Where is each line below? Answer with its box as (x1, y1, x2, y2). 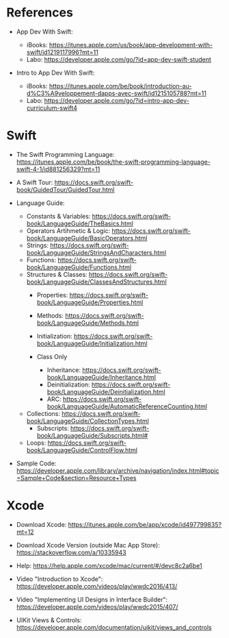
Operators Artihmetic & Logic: (26, 226, 111, 234)
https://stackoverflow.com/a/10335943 (16, 548, 127, 556)
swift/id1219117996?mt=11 (26, 48, 98, 56)
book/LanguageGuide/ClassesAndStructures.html (26, 278, 167, 286)
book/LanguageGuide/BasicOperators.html (26, 234, 148, 242)
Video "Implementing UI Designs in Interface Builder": (16, 595, 168, 604)
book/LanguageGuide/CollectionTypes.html (26, 417, 150, 425)
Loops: (26, 439, 46, 447)
